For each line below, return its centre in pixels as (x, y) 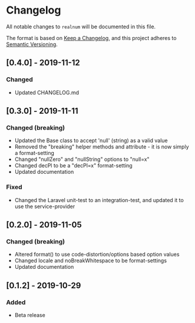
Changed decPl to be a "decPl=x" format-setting (73, 166)
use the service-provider (45, 206)
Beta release (30, 315)
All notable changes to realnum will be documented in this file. (81, 27)
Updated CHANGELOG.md (47, 93)
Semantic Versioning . (32, 44)
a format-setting (34, 153)
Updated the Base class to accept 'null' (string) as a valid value (91, 141)
